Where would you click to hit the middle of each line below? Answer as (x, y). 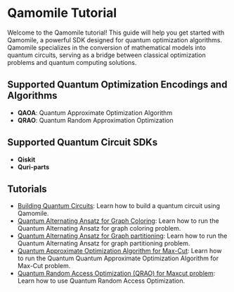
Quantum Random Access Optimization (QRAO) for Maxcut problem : (116, 274)
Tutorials (27, 189)
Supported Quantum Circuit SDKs (83, 142)
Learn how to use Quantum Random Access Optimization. (101, 281)
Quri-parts (33, 166)
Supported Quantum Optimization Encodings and (117, 85)
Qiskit (26, 159)
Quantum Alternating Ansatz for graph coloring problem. (99, 229)
